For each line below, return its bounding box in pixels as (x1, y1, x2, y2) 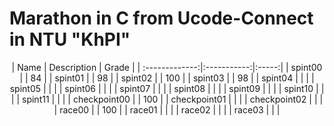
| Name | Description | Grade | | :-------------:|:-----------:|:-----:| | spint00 (11, 61, 323, 73)
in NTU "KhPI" (9, 28, 131, 51)
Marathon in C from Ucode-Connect (9, 7, 314, 30)
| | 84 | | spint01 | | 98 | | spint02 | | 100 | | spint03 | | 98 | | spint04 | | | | (19, 72, 315, 84)
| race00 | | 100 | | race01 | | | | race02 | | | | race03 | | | (53, 103, 281, 116)
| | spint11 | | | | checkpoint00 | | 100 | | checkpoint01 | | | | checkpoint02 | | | (10, 93, 324, 105)
